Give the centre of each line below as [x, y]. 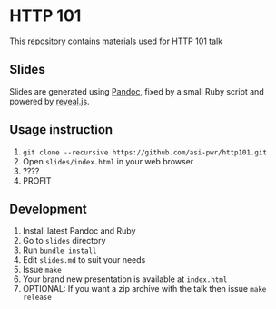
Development [49, 209]
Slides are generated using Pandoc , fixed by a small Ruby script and [137, 91]
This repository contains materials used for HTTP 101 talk [116, 41]
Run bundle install [59, 250]
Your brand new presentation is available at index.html [125, 279]
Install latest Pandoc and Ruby [79, 231]
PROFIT [37, 180]
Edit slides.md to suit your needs [84, 260]
